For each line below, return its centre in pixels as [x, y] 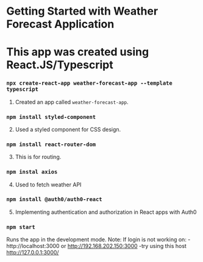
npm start [21, 227]
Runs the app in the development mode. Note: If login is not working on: [97, 239]
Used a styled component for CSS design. [68, 129]
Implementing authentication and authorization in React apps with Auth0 [106, 212]
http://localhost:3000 [33, 246]
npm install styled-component [51, 117]
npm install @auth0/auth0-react [54, 200]
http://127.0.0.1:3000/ [33, 253]
